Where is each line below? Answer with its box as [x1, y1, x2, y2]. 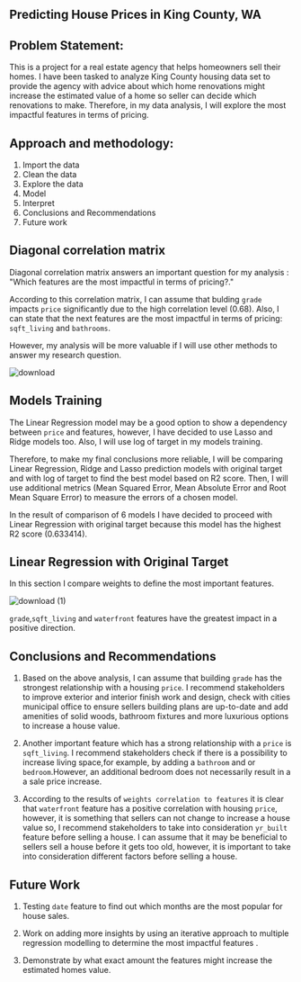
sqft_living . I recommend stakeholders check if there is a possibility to [22, 747, 288, 759]
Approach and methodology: [9, 135, 174, 151]
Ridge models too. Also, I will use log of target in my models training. [9, 436, 263, 446]
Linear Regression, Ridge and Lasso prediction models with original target [9, 463, 283, 473]
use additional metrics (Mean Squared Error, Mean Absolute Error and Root [9, 482, 287, 493]
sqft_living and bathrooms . [9, 322, 111, 333]
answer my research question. [9, 349, 122, 360]
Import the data [22, 159, 80, 170]
